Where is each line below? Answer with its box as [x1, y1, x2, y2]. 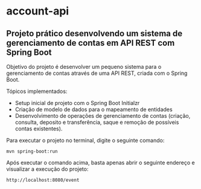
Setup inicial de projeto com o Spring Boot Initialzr [14, 100, 140, 106]
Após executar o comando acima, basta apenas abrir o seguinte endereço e [6, 159, 195, 166]
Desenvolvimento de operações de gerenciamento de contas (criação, [14, 112, 191, 119]
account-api [6, 4, 69, 18]
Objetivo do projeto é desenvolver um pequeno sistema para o [6, 63, 162, 70]
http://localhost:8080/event [6, 177, 80, 183]
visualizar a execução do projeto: [6, 165, 89, 173]
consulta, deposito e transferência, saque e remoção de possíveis [14, 119, 179, 126]
